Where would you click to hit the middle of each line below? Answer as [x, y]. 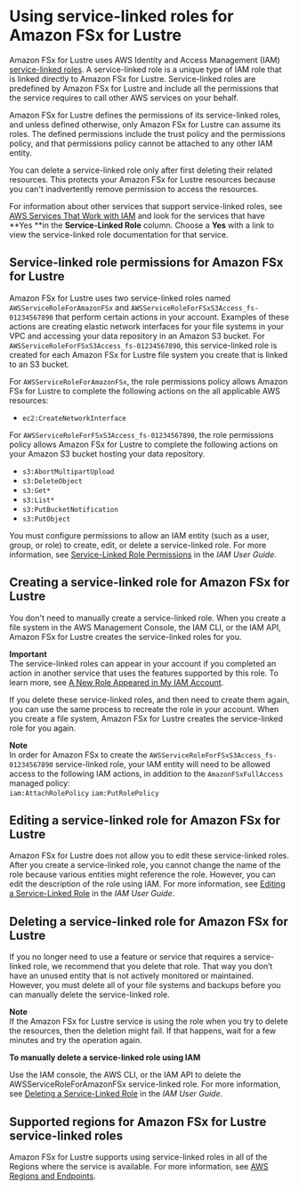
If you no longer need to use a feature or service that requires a [125, 957]
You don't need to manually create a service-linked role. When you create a [148, 618]
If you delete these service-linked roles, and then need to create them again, [149, 700]
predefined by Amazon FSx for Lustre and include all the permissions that [144, 88]
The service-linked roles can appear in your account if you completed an [143, 663]
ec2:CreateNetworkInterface [74, 418]
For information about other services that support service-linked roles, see [146, 206]
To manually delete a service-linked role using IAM [105, 1057]
